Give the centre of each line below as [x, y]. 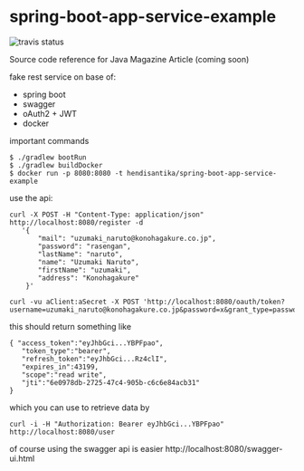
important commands [49, 140]
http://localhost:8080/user [62, 432]
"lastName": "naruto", [81, 254]
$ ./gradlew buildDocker [56, 165]
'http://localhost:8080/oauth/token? [214, 302]
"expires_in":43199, [60, 367]
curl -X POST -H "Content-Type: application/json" [107, 215]
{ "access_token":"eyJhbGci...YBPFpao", [87, 343]
